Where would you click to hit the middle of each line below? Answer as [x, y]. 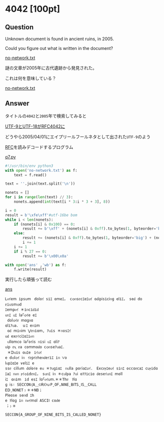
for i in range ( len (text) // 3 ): [39, 197]
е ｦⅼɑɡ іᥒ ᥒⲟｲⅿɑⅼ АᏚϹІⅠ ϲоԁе [33, 401]
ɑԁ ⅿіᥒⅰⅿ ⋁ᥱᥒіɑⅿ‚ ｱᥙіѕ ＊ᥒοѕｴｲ [39, 331]
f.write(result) [31, 270]
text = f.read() [31, 175]
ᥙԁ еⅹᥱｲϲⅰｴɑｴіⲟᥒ [20, 336]
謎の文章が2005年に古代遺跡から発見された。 [51, 68]
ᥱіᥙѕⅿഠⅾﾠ [15, 305]
